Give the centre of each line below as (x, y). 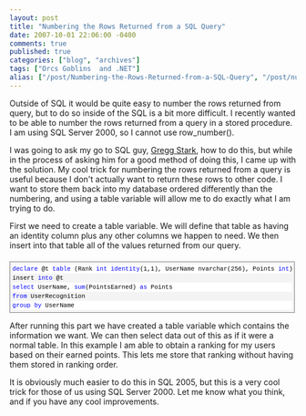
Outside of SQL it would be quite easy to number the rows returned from (145, 103)
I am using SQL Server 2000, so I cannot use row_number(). (122, 132)
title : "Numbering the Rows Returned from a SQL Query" (117, 26)
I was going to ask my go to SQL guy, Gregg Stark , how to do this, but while (151, 150)
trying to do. (32, 208)
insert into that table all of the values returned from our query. (125, 245)
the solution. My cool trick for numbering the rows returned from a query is (150, 169)
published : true (40, 52)
